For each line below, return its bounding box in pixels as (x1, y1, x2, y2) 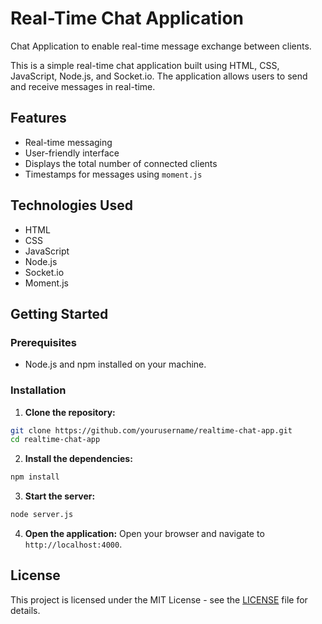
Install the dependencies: (24, 453, 133, 465)
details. (10, 604, 41, 616)
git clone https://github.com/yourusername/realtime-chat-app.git (10, 425, 293, 436)
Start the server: (24, 490, 96, 502)
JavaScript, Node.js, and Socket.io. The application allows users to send (10, 70, 308, 82)
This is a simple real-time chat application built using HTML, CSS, (10, 59, 280, 71)
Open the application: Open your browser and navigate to (24, 528, 265, 540)
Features (10, 110, 67, 127)
